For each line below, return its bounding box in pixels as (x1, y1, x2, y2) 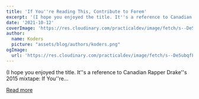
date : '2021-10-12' (6, 19, 54, 25)
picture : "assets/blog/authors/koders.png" (11, 42, 120, 48)
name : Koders (11, 36, 44, 42)
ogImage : (6, 47, 28, 53)
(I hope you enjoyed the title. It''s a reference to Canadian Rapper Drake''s (6, 68, 188, 75)
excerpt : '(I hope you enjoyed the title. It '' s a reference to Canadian (6, 14, 192, 20)
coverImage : (6, 25, 36, 31)
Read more (6, 86, 33, 93)
